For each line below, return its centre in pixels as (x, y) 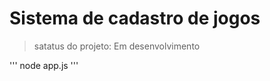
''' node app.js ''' (44, 65)
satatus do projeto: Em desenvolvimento (117, 46)
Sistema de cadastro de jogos (135, 18)
